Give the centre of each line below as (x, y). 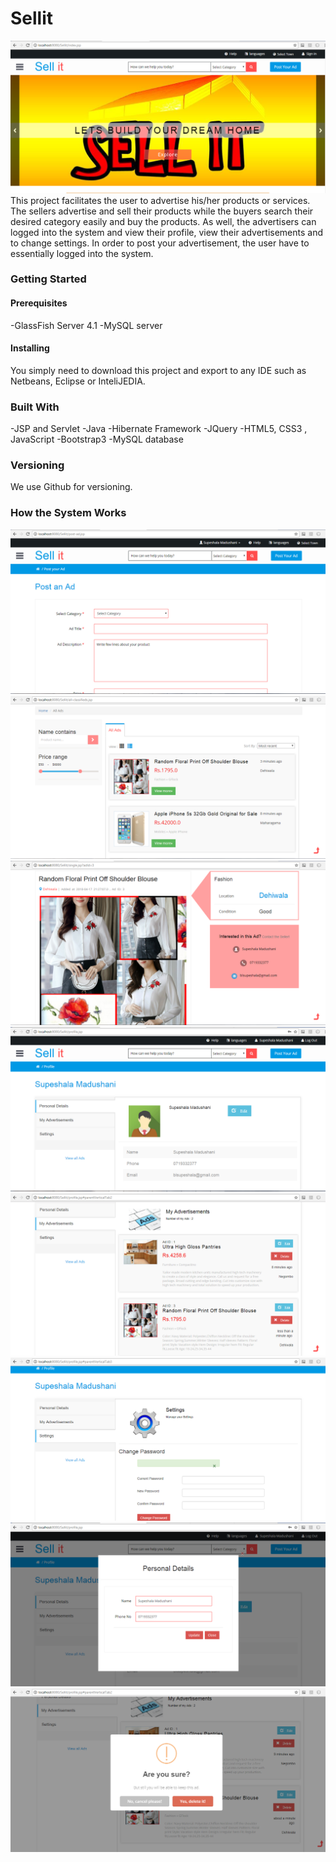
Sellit (32, 18)
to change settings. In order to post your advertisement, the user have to (160, 243)
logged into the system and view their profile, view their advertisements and (167, 232)
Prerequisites (39, 303)
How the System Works (68, 513)
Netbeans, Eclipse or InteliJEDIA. (78, 381)
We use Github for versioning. (71, 487)
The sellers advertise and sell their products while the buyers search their (162, 211)
